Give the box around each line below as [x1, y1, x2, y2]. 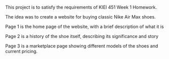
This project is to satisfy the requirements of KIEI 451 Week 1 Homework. [5, 4, 157, 10]
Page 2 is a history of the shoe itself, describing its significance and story [5, 33, 159, 39]
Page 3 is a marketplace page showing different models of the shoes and [5, 43, 158, 49]
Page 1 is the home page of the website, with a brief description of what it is [5, 23, 164, 29]
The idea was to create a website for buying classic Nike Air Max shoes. [5, 14, 156, 19]
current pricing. [5, 48, 38, 54]
